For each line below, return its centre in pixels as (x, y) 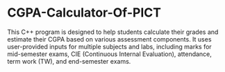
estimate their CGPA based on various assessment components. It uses (109, 39)
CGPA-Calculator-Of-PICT (84, 13)
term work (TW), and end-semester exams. (69, 61)
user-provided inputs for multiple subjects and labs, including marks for (109, 46)
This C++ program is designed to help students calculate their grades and (113, 32)
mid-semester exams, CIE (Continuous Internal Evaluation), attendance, (109, 54)
